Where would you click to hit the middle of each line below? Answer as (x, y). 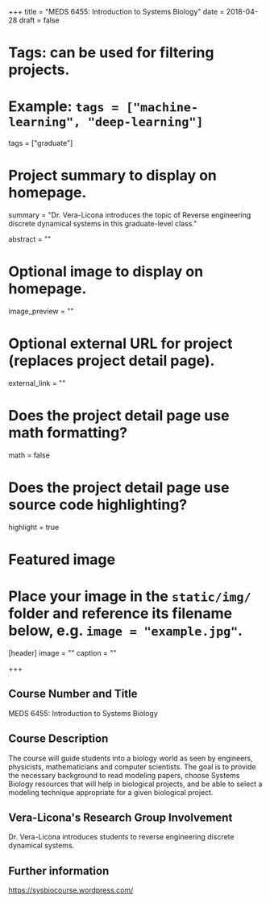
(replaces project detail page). (112, 361)
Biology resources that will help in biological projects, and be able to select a (135, 784)
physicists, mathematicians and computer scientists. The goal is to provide (132, 766)
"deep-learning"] (145, 122)
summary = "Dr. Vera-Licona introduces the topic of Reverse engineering (130, 215)
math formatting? (68, 433)
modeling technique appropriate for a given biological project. (111, 792)
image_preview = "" (41, 311)
